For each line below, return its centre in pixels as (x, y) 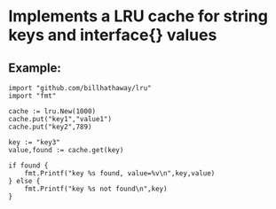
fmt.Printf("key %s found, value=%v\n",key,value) (120, 174)
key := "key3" (35, 143)
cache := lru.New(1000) (52, 112)
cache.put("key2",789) (50, 127)
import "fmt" (32, 96)
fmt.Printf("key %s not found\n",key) (96, 189)
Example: (35, 68)
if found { (28, 166)
